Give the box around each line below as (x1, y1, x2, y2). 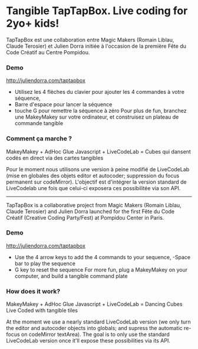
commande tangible (14, 120, 64, 127)
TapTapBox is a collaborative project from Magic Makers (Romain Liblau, (6, 201, 181, 208)
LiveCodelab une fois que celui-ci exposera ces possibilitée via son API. (6, 184, 181, 191)
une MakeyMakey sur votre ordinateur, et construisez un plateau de (14, 113, 179, 120)
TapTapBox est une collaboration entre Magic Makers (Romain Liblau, (6, 36, 174, 43)
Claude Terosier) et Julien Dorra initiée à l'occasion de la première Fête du (6, 43, 187, 50)
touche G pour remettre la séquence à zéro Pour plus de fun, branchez (14, 107, 187, 115)
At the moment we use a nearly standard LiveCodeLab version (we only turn (6, 318, 192, 325)
